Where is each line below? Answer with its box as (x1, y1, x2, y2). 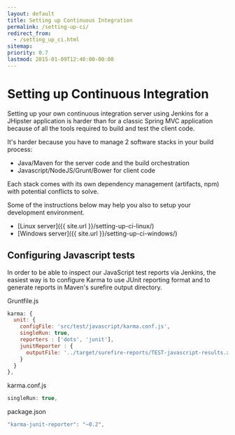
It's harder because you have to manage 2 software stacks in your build (7, 137, 214, 146)
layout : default (7, 10, 55, 18)
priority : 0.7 (7, 50, 49, 57)
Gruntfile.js (7, 296, 39, 305)
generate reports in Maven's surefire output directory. (7, 283, 162, 291)
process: (7, 145, 33, 153)
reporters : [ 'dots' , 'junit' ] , (20, 336, 114, 343)
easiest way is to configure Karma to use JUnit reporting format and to (7, 275, 211, 284)
